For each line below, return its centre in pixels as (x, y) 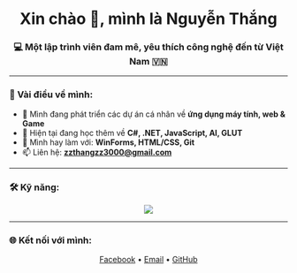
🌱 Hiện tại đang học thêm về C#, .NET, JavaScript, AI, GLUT (132, 133)
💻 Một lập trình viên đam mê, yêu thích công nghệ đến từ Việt (148, 47)
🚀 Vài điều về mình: (51, 95)
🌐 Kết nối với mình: (51, 240)
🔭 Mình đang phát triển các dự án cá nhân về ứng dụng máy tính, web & (153, 114)
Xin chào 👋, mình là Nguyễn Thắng (148, 19)
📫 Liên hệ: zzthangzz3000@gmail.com (97, 152)
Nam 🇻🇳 (148, 62)
